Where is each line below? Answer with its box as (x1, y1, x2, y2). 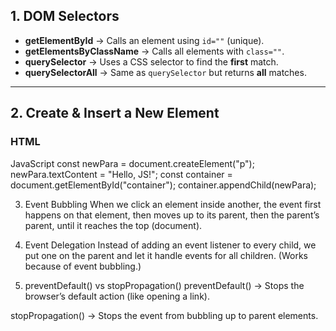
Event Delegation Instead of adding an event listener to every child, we (24, 239, 317, 251)
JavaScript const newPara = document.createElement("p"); (10, 157, 255, 169)
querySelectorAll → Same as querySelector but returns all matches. (24, 66, 307, 78)
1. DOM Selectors (10, 8, 120, 25)
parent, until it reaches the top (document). (24, 219, 203, 231)
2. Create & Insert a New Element (10, 105, 220, 122)
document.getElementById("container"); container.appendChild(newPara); (10, 179, 317, 191)
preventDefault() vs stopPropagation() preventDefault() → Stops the (24, 279, 305, 291)
